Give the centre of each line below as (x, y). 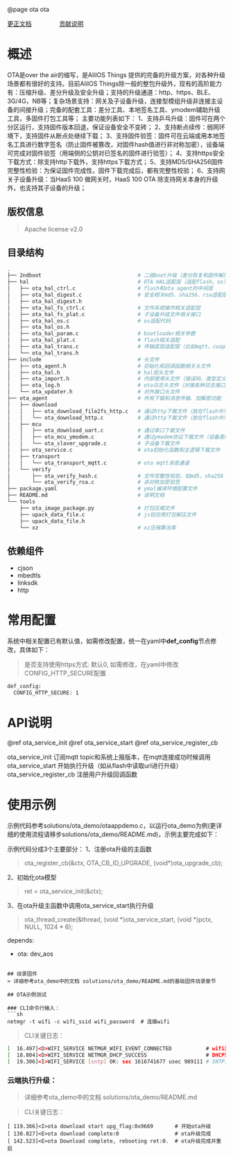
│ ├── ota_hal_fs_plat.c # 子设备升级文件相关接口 (104, 314)
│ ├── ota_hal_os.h (38, 327)
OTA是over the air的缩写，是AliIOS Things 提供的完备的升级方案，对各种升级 (116, 74)
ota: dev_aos (35, 954)
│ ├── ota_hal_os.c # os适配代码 (89, 321)
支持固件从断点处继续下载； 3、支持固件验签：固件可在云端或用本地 (122, 136)
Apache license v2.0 (53, 229)
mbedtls (29, 576)
